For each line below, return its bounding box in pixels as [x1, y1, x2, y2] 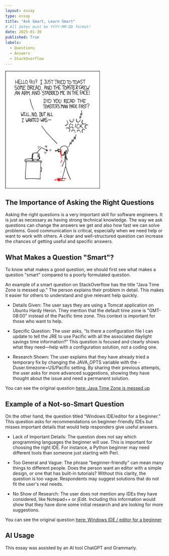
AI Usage [5, 531, 34, 540]
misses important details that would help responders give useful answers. [5, 424, 159, 430]
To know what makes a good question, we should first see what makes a [5, 267, 156, 273]
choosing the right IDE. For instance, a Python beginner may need [12, 444, 150, 450]
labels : [5, 40, 22, 45]
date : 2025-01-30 [5, 29, 42, 35]
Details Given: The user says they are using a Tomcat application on [12, 302, 154, 308]
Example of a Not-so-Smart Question [5, 399, 125, 409]
